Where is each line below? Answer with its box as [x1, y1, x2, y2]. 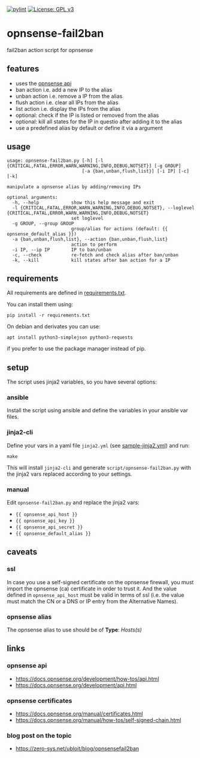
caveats [7, 547, 38, 557]
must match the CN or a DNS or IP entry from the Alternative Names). [7, 597, 178, 605]
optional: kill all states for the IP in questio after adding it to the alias [15, 117, 183, 125]
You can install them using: [7, 301, 74, 308]
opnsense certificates [7, 696, 72, 705]
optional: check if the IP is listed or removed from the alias [15, 111, 159, 119]
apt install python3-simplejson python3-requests [7, 334, 134, 341]
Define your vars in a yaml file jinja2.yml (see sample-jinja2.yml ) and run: [7, 442, 190, 449]
